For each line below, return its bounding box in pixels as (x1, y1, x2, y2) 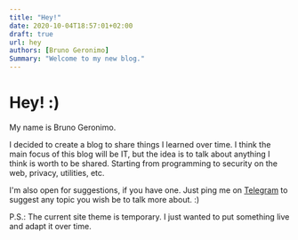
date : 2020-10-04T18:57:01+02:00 (9, 21, 133, 30)
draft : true (9, 29, 53, 38)
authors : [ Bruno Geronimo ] (9, 46, 109, 55)
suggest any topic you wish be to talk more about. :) (9, 194, 200, 204)
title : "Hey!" (9, 12, 62, 22)
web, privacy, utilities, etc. (9, 167, 105, 178)
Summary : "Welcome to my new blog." (9, 54, 145, 63)
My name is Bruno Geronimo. (9, 122, 117, 132)
